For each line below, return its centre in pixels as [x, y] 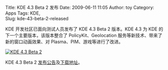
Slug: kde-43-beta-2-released [37, 19]
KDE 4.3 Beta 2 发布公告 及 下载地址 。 [44, 62]
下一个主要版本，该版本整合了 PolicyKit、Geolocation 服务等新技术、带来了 [84, 35]
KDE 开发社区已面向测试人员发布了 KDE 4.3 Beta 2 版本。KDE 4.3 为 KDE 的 [84, 29]
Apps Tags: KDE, [23, 13]
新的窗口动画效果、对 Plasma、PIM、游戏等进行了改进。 [64, 42]
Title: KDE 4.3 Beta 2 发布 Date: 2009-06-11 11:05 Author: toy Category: [80, 7]
